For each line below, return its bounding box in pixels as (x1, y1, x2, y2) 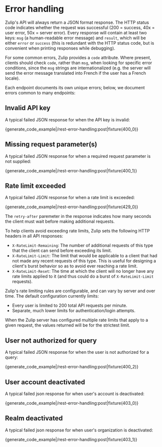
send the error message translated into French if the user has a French (5, 70, 146, 76)
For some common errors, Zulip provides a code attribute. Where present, (5, 54, 151, 60)
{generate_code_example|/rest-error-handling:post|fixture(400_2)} (5, 364, 139, 370)
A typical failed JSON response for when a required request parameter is (5, 153, 151, 159)
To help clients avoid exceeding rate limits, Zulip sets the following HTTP (5, 228, 150, 234)
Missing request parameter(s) (5, 140, 97, 149)
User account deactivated (5, 378, 85, 386)
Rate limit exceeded (5, 182, 66, 190)
